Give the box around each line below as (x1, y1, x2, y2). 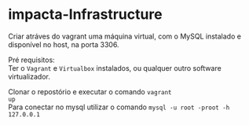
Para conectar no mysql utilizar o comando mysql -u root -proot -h (8, 102, 230, 112)
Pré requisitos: (8, 55, 55, 64)
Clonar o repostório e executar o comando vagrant (8, 86, 172, 96)
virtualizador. (8, 72, 51, 81)
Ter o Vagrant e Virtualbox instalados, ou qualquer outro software (8, 63, 222, 72)
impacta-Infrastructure (8, 6, 163, 24)
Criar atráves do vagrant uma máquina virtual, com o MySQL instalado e (8, 31, 242, 41)
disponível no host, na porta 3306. (8, 39, 119, 49)
